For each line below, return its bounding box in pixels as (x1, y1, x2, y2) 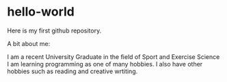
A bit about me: (7, 39, 51, 47)
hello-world (7, 4, 75, 20)
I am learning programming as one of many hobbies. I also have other (7, 60, 203, 68)
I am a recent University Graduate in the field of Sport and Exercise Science (7, 52, 220, 61)
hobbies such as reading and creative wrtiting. (7, 67, 138, 75)
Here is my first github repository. (7, 26, 102, 35)
